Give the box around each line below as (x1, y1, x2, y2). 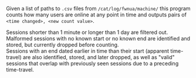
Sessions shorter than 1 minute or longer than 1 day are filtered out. (6, 29, 168, 36)
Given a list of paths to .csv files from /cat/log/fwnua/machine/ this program (6, 5, 191, 12)
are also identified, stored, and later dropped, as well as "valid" (22, 54, 175, 60)
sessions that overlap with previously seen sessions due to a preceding (6, 60, 179, 67)
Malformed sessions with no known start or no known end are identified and (6, 35, 191, 42)
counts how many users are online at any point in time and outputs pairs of (6, 11, 187, 18)
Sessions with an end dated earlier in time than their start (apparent (6, 48, 169, 55)
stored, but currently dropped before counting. (6, 41, 119, 48)
